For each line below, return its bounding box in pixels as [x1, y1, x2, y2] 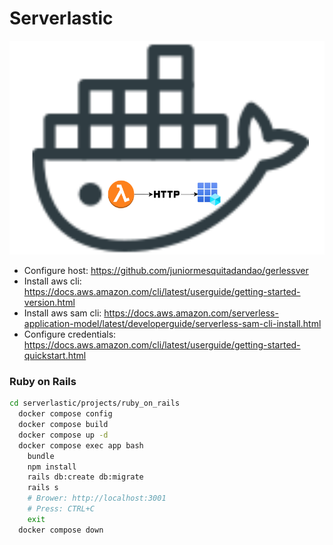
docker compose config [18, 409, 113, 419]
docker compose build [18, 420, 109, 430]
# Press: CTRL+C [27, 504, 96, 514]
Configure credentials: [23, 328, 117, 341]
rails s [27, 483, 59, 493]
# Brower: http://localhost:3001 [27, 493, 167, 504]
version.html [23, 297, 76, 309]
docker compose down [18, 525, 104, 535]
